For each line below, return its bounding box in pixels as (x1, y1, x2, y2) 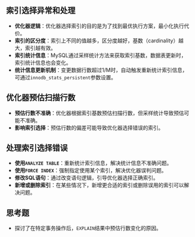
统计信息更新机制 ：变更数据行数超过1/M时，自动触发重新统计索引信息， (14, 66, 188, 74)
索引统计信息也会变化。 (14, 59, 71, 66)
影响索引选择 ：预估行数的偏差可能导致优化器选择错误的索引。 (14, 124, 164, 131)
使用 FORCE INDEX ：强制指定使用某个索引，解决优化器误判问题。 (14, 167, 167, 174)
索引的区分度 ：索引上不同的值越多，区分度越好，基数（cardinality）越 (14, 37, 184, 44)
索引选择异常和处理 (6, 5, 76, 16)
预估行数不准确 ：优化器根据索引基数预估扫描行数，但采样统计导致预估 (14, 109, 184, 116)
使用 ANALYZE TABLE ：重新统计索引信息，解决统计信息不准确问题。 (14, 159, 172, 166)
